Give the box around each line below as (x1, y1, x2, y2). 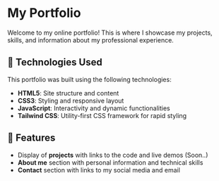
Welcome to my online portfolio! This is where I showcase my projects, (7, 28, 213, 37)
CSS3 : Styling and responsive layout (17, 96, 124, 105)
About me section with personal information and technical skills (17, 158, 203, 167)
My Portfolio (7, 5, 81, 21)
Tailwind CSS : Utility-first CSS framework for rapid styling (17, 111, 187, 119)
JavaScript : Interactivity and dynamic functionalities (17, 104, 171, 112)
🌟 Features (7, 132, 56, 144)
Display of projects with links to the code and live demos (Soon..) (17, 151, 208, 159)
